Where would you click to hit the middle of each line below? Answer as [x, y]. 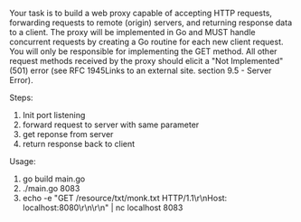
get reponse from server [68, 134]
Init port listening [54, 115]
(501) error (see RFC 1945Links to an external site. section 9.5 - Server [141, 70]
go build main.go [54, 179]
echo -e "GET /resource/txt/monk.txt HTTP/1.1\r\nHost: [125, 198]
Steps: [21, 97]
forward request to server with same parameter [111, 125]
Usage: [23, 161]
